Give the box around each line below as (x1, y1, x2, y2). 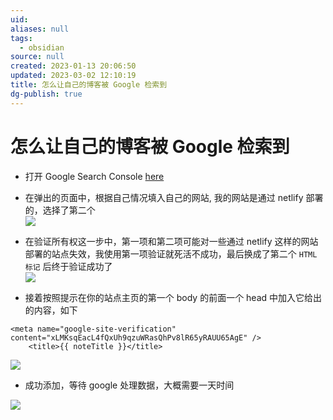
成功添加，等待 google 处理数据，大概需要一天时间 (24, 379, 235, 391)
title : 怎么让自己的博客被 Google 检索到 (10, 80, 168, 90)
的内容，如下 (24, 304, 78, 316)
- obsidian (19, 42, 65, 53)
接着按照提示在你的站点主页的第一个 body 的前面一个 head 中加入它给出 (24, 291, 323, 303)
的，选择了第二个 (24, 204, 96, 216)
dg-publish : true (10, 89, 83, 99)
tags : (10, 33, 33, 43)
